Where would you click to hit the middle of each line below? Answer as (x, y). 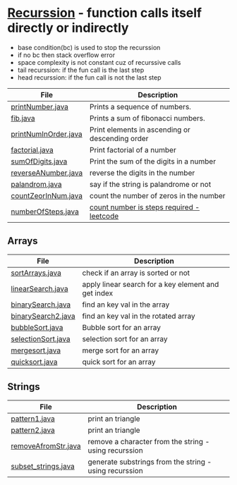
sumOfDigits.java (39, 161)
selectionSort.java (41, 338)
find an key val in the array (126, 305)
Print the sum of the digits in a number (153, 161)
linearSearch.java (39, 288)
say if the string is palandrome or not (150, 184)
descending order (119, 138)
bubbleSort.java (37, 327)
